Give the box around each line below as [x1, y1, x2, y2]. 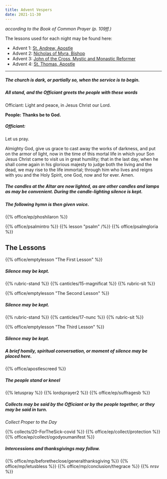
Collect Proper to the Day [5, 419, 57, 425]
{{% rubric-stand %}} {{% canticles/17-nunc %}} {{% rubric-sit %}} [5, 314, 144, 320]
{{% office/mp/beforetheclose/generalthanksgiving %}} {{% [5, 458, 129, 464]
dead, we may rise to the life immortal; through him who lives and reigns [5, 167, 153, 173]
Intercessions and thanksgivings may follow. [5, 445, 100, 452]
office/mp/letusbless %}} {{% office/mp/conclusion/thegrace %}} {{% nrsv [5, 464, 159, 470]
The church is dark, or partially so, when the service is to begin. [5, 77, 140, 83]
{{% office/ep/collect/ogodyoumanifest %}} [5, 434, 95, 440]
